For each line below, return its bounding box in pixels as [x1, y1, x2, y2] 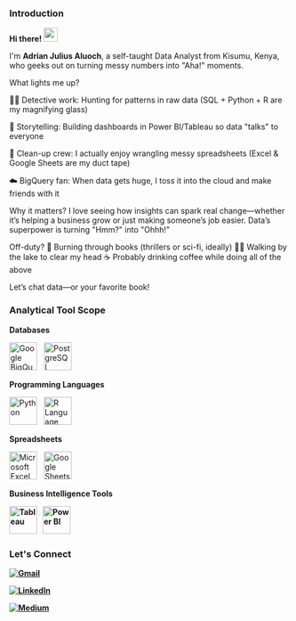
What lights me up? [9, 78, 80, 88]
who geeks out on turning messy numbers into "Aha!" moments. [9, 61, 244, 71]
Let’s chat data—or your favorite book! [9, 282, 150, 292]
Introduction [9, 7, 64, 20]
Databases [9, 324, 51, 335]
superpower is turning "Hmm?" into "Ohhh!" [9, 225, 171, 235]
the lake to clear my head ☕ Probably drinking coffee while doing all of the [9, 252, 282, 263]
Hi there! [9, 34, 43, 45]
